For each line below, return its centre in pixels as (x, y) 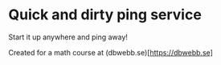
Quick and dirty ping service (105, 15)
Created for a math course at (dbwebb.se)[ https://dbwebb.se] (110, 52)
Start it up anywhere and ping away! (68, 37)
